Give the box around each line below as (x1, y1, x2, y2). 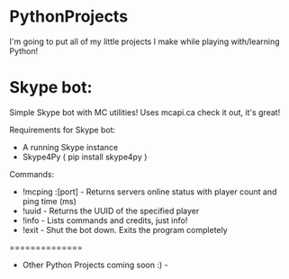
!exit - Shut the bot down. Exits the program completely (22, 224, 228, 235)
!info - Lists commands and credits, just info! (22, 214, 188, 226)
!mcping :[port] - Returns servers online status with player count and (22, 186, 277, 197)
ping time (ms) (22, 195, 77, 206)
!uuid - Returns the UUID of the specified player (22, 205, 200, 216)
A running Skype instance (22, 141, 119, 152)
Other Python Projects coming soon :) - (22, 259, 168, 270)
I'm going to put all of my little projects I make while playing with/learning (9, 36, 281, 47)
